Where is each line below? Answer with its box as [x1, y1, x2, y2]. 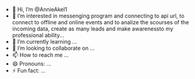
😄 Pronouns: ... [12, 60, 52, 67]
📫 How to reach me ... [12, 52, 69, 58]
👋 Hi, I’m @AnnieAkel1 [12, 6, 68, 13]
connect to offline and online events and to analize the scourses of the [12, 19, 190, 26]
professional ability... [12, 32, 65, 39]
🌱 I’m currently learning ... [12, 38, 77, 45]
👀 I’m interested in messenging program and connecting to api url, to [12, 12, 185, 19]
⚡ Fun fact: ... [12, 67, 46, 74]
